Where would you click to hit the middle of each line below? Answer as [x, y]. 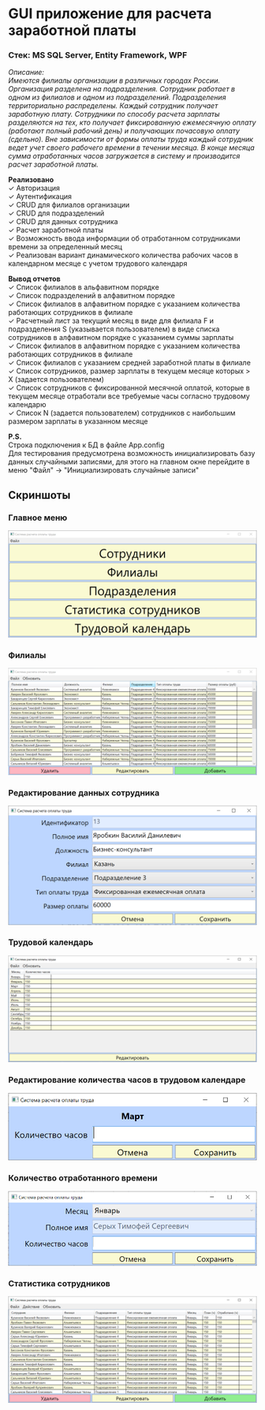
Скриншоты [39, 495]
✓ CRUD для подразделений [56, 213]
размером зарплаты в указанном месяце [78, 421]
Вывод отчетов [34, 279]
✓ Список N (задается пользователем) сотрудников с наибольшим [122, 413]
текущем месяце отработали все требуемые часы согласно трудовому [129, 396]
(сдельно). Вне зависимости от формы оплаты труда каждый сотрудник [131, 140]
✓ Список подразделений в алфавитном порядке [91, 296]
